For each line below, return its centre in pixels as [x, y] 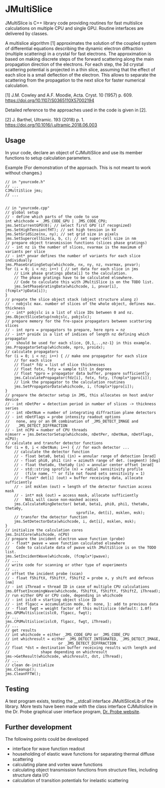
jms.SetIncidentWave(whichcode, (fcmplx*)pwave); [57, 556]
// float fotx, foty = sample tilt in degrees [63, 369]
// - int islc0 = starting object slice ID [51, 600]
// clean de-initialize [30, 665]
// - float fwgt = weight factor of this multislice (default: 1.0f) [79, 608]
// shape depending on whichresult [56, 652]
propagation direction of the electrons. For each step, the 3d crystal [74, 64]
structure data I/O [30, 775]
